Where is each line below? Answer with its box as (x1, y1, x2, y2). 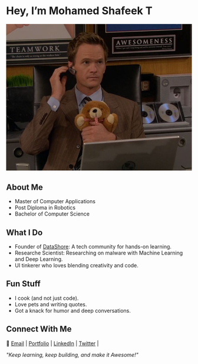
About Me (6, 182, 43, 192)
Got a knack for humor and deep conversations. (14, 307, 131, 314)
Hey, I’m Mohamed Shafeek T (6, 4, 153, 18)
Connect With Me (6, 324, 72, 334)
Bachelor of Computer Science (14, 210, 90, 217)
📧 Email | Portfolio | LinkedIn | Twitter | (6, 340, 99, 347)
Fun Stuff (6, 279, 41, 289)
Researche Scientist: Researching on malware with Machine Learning (14, 249, 183, 256)
